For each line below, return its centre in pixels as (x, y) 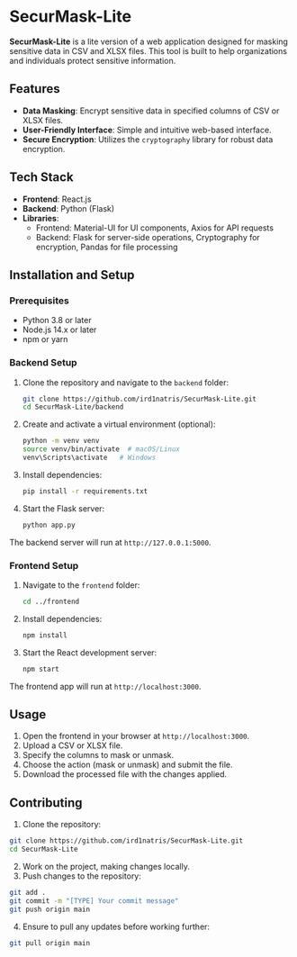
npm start (41, 669)
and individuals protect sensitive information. (93, 60)
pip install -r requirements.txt (85, 491)
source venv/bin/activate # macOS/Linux (101, 449)
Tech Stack (41, 177)
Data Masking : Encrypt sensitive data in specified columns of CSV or (151, 111)
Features (35, 89)
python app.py (49, 525)
